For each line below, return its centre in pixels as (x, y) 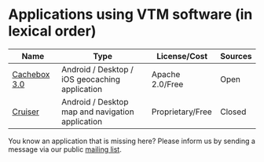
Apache (166, 74)
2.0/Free (168, 84)
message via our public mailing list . (65, 149)
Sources (236, 56)
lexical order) (52, 31)
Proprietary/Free (182, 112)
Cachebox (31, 74)
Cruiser (26, 112)
